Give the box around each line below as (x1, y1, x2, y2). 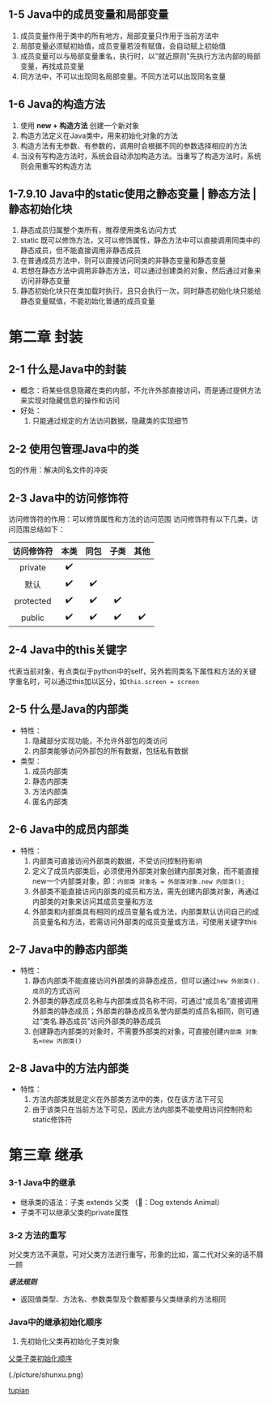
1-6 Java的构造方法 (8, 97, 106, 111)
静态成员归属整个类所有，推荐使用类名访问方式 (19, 226, 176, 235)
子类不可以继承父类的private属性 (19, 1207, 129, 1217)
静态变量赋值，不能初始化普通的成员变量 (19, 296, 155, 306)
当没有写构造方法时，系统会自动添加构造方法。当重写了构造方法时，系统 (19, 151, 261, 161)
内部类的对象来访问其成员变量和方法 (32, 896, 154, 906)
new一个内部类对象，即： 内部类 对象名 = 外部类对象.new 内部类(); (32, 876, 245, 886)
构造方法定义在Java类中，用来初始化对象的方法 (19, 131, 179, 140)
